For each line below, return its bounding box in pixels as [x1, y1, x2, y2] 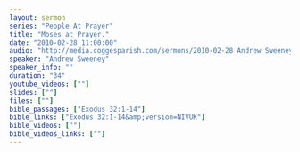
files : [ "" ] [9, 96, 54, 106]
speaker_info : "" [9, 63, 74, 72]
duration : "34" [9, 72, 66, 80]
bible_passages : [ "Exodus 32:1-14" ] [9, 105, 146, 114]
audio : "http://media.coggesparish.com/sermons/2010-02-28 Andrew [9, 46, 262, 55]
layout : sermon [9, 13, 66, 22]
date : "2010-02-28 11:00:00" [9, 38, 118, 47]
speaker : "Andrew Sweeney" [9, 55, 110, 63]
